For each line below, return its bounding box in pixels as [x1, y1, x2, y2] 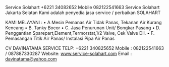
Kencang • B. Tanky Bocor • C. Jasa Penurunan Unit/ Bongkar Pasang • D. [5, 25, 160, 31]
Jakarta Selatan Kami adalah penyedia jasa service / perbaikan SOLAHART [5, 10, 161, 16]
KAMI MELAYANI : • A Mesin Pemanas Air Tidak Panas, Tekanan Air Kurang [5, 20, 162, 25]
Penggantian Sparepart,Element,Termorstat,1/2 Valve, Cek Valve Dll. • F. [5, 30, 155, 36]
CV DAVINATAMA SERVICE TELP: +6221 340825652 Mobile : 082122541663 [5, 45, 164, 51]
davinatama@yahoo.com [5, 56, 57, 62]
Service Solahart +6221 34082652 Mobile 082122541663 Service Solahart [5, 5, 160, 10]
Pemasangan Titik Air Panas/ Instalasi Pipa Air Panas [5, 35, 115, 41]
